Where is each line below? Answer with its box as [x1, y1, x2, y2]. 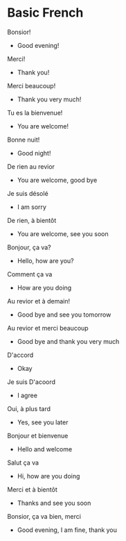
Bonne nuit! [7, 135, 40, 144]
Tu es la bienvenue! [7, 108, 63, 117]
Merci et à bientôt [7, 485, 57, 494]
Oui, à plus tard [7, 404, 51, 413]
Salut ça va [7, 458, 39, 467]
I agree [17, 391, 38, 399]
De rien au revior [7, 162, 55, 171]
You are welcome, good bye [17, 176, 98, 184]
